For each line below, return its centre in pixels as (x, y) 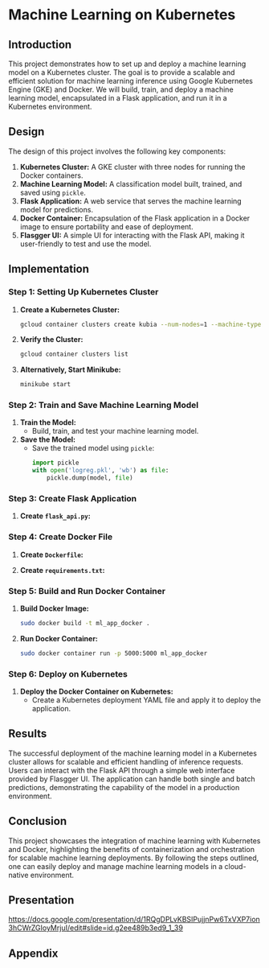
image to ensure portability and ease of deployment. (107, 226)
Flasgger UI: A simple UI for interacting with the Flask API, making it (132, 235)
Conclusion (38, 821)
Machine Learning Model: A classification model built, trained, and (131, 183)
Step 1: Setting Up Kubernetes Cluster (84, 292)
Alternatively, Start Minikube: (70, 370)
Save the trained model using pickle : (93, 448)
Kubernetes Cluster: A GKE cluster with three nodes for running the (132, 167)
